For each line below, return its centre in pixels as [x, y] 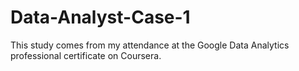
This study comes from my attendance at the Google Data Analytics [150, 45]
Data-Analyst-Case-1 [100, 17]
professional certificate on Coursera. [86, 55]
